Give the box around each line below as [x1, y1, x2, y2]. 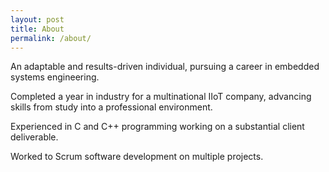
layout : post [10, 14, 65, 25]
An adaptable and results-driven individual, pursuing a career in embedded [10, 61, 320, 73]
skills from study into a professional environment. [10, 101, 213, 113]
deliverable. [10, 131, 59, 143]
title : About [10, 24, 65, 34]
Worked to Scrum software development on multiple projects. [10, 151, 264, 163]
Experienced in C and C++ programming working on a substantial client [10, 121, 305, 133]
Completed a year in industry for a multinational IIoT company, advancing [10, 91, 312, 103]
